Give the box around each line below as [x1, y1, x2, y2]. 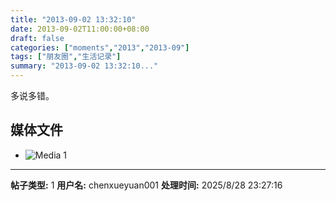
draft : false [10, 33, 65, 43]
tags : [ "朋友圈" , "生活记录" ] [10, 52, 122, 62]
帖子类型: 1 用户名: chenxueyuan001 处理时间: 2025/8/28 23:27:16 [10, 179, 283, 191]
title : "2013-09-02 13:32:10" [10, 14, 137, 25]
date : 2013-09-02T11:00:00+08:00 [10, 24, 150, 34]
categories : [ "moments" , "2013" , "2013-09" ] [10, 42, 190, 53]
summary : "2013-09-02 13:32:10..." [10, 61, 159, 71]
